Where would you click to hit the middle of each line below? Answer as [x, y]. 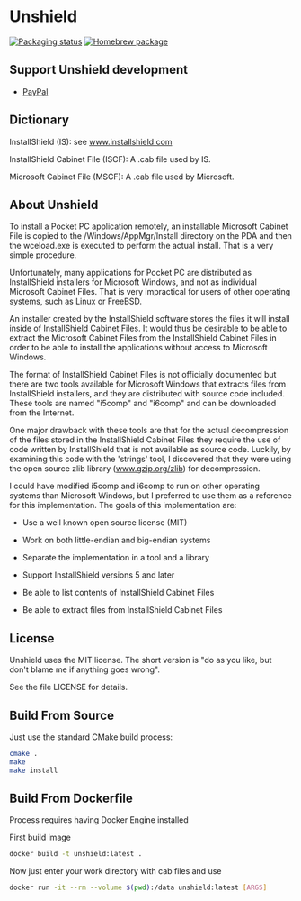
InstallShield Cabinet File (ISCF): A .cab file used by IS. [110, 159]
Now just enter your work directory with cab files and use [115, 871]
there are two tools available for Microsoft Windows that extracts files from [148, 384]
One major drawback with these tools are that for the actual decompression [149, 431]
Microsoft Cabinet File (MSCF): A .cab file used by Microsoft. [122, 177]
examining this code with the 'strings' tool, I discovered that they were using [150, 459]
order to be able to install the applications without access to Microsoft [138, 348]
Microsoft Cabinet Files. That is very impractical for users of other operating [150, 292]
